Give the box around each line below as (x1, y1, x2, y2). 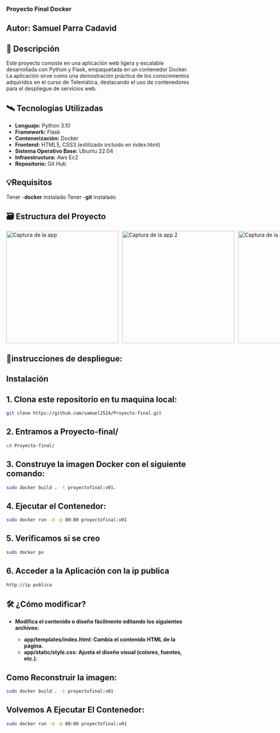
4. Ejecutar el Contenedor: (6, 501, 106, 511)
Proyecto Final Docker (6, 5, 72, 13)
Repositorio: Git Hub (14, 160, 67, 167)
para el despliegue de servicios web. (6, 85, 97, 92)
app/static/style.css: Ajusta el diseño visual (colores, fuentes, (23, 649, 182, 656)
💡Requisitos (6, 177, 53, 187)
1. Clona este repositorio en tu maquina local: (6, 394, 178, 404)
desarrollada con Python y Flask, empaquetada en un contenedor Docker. (6, 66, 188, 73)
